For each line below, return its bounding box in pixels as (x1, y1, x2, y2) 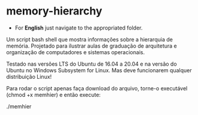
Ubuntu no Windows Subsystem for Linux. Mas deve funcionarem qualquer (6, 66, 192, 73)
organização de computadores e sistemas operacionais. (6, 48, 145, 55)
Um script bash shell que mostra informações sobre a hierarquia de (6, 36, 173, 43)
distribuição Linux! (6, 73, 52, 80)
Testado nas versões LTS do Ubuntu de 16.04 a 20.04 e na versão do (6, 60, 177, 67)
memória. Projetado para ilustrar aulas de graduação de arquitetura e (6, 42, 177, 49)
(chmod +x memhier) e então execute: (6, 91, 101, 98)
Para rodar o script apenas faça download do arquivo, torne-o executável (6, 84, 188, 92)
